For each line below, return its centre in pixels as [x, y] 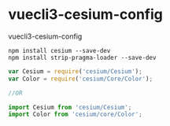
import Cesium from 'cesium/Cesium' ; [70, 107]
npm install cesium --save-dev [59, 50]
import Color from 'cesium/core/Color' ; [76, 115]
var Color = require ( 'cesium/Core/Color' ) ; [81, 79]
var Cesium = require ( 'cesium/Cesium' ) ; [76, 71]
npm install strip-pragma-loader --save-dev [82, 57]
